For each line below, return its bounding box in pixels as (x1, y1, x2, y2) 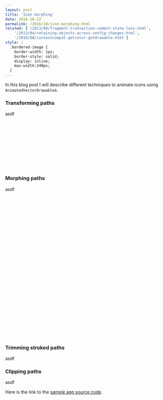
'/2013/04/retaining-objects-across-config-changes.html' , (14, 31, 140, 36)
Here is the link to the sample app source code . (5, 389, 102, 395)
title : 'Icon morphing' (5, 12, 55, 17)
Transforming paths (5, 99, 55, 106)
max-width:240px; (14, 63, 50, 68)
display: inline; (14, 59, 50, 64)
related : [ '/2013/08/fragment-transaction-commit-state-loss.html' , (5, 26, 151, 31)
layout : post (5, 7, 32, 13)
